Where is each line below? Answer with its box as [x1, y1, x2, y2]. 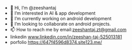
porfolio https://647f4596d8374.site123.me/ [10, 39, 102, 45]
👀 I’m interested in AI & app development [10, 10, 96, 16]
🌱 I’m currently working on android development [10, 16, 112, 21]
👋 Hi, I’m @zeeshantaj [10, 5, 57, 11]
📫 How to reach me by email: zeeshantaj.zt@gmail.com [10, 27, 127, 32]
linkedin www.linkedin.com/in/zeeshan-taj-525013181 [10, 34, 122, 40]
